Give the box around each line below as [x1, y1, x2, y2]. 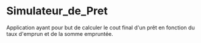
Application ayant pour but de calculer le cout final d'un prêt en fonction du [6, 24, 195, 31]
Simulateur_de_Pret [6, 4, 108, 18]
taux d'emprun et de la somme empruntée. [6, 30, 114, 37]
